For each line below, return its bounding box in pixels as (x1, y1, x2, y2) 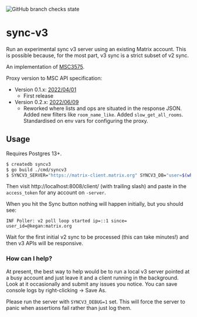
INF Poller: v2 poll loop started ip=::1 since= (6, 218, 127, 224)
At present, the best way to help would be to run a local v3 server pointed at (6, 268, 190, 275)
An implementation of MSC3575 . (6, 63, 85, 70)
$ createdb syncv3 (6, 161, 51, 167)
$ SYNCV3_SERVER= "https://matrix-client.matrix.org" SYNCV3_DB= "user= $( (6, 172, 188, 178)
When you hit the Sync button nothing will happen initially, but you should (6, 201, 184, 208)
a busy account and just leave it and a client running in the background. (6, 274, 179, 281)
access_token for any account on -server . (6, 189, 107, 196)
